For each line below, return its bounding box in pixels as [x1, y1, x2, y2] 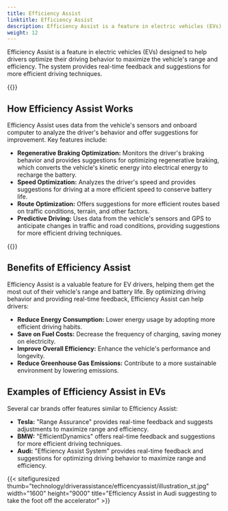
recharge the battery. [16, 171, 77, 179]
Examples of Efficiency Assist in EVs [7, 386, 166, 398]
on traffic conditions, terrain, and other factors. [16, 207, 150, 216]
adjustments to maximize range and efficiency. [16, 425, 149, 433]
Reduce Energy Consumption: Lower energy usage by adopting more [16, 315, 216, 323]
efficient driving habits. [16, 323, 82, 331]
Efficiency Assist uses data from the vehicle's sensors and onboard [7, 121, 197, 129]
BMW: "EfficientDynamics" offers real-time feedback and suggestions [16, 432, 216, 440]
